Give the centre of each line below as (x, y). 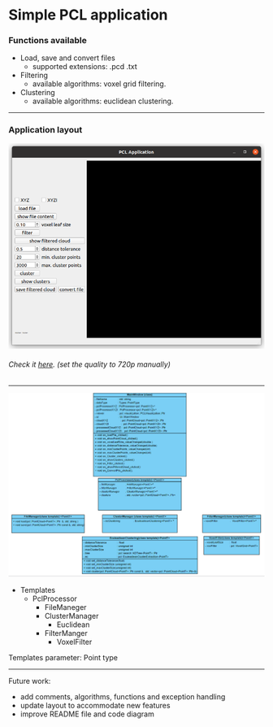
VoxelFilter (74, 642)
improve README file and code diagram (87, 714)
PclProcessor (54, 599)
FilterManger (66, 633)
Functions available (48, 41)
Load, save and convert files (67, 58)
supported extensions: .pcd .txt (85, 67)
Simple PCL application (88, 15)
